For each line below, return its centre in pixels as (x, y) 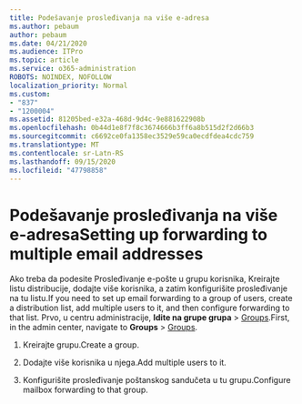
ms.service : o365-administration (73, 69)
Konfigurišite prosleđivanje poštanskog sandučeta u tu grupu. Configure (156, 380)
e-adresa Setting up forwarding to (139, 234)
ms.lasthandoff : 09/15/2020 (63, 162)
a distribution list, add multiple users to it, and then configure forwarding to (150, 308)
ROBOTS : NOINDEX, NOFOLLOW (60, 77)
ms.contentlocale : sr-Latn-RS (67, 153)
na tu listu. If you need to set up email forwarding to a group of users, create (151, 298)
